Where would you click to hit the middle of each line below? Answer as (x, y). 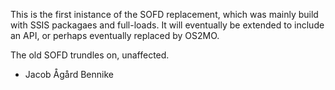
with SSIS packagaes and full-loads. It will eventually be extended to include (167, 25)
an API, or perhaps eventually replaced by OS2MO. (115, 35)
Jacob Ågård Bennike (69, 74)
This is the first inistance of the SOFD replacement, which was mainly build (164, 14)
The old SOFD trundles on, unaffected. (90, 55)
